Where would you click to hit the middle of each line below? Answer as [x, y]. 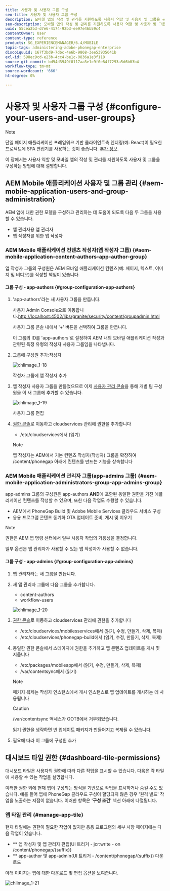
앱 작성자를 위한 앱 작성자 [38, 235]
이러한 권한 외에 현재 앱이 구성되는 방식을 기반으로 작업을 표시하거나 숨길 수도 [81, 788]
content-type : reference [31, 38]
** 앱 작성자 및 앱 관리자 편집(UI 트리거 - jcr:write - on [66, 844]
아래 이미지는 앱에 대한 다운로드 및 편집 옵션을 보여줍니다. [62, 873]
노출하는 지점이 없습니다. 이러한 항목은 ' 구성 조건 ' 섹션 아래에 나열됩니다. [86, 800]
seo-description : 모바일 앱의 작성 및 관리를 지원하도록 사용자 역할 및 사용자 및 [81, 24]
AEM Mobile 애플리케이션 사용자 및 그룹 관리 [71, 183]
